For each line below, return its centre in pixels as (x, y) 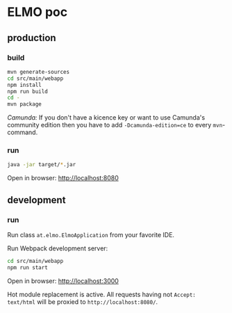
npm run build (28, 91)
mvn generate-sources (39, 72)
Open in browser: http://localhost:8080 (63, 178)
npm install (24, 85)
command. (23, 132)
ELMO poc (38, 12)
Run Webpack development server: (58, 248)
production (32, 38)
